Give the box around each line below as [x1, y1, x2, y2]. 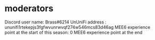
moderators [4, 3, 53, 14]
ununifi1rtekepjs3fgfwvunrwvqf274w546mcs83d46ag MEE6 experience [4, 24, 151, 30]
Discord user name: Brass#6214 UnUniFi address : [4, 19, 106, 25]
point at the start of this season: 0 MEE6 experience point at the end [4, 29, 143, 35]
